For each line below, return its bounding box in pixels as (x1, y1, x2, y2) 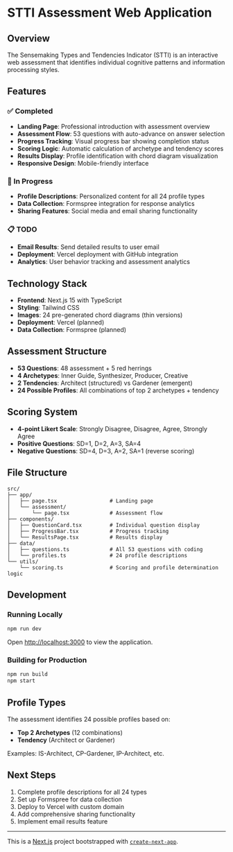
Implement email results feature (17, 817, 108, 826)
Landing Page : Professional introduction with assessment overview (17, 122, 210, 130)
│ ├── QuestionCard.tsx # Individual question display (7, 521, 200, 528)
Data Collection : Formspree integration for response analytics (17, 199, 196, 207)
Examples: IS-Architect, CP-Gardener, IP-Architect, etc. (7, 749, 164, 757)
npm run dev (7, 625, 42, 632)
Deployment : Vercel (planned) (17, 318, 105, 327)
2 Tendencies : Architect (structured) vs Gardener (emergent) (17, 379, 193, 387)
